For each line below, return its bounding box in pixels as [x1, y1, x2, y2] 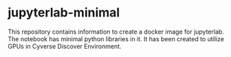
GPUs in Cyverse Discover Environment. [8, 42, 122, 50]
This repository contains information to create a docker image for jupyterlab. [8, 27, 224, 36]
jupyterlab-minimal [8, 5, 120, 21]
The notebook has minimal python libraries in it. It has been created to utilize [8, 34, 224, 43]
